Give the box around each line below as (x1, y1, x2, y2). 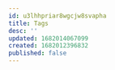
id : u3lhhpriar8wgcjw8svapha (8, 11, 107, 20)
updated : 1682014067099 (8, 34, 89, 43)
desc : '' (8, 27, 38, 35)
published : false (8, 49, 67, 57)
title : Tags (8, 19, 49, 27)
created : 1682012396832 (8, 42, 89, 50)
